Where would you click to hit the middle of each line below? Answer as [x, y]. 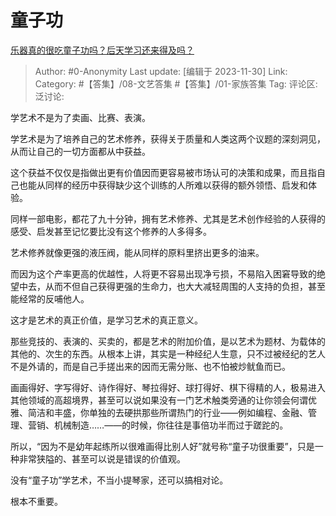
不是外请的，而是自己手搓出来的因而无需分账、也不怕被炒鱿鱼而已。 [150, 366]
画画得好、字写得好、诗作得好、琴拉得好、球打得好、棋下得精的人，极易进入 [168, 387]
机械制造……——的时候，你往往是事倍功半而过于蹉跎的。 [171, 425]
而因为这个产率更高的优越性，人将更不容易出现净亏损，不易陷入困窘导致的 [163, 273]
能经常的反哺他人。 [50, 298]
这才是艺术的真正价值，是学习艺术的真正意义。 [106, 320]
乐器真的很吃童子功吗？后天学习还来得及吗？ [102, 50]
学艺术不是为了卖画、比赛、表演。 [80, 117]
